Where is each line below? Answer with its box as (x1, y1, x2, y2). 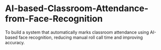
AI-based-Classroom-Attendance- (5, 3, 149, 14)
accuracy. (5, 39, 25, 45)
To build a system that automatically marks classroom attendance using (5, 29, 149, 35)
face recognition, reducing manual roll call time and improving (19, 34, 143, 40)
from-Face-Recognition (5, 13, 103, 24)
